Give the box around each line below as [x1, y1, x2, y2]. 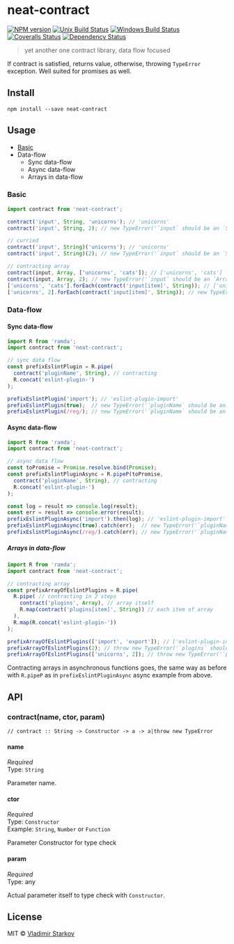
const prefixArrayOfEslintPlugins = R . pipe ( [7, 587, 139, 594]
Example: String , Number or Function [7, 825, 111, 833]
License [7, 911, 42, 922]
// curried [7, 237, 39, 244]
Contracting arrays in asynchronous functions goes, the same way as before [7, 663, 227, 672]
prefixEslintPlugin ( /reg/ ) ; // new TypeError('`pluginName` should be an [7, 408, 226, 416]
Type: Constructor [7, 817, 60, 826]
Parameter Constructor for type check [7, 838, 117, 847]
